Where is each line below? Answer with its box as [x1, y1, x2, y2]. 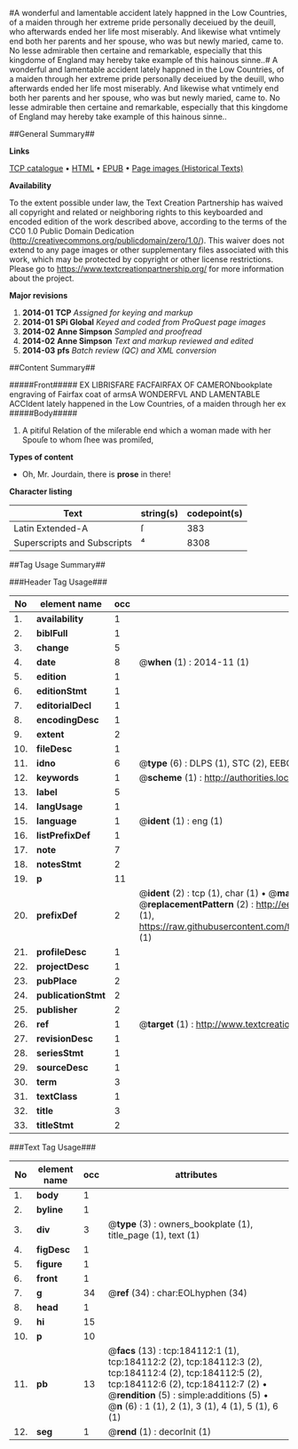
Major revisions [9, 291, 68, 300]
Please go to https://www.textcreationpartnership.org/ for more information [9, 264, 285, 274]
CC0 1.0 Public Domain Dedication [9, 226, 135, 236]
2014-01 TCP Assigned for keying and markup [21, 307, 193, 318]
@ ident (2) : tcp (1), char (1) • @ [138, 888, 278, 899]
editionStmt [36, 685, 87, 697]
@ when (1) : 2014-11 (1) [138, 657, 250, 668]
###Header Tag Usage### [9, 577, 108, 587]
